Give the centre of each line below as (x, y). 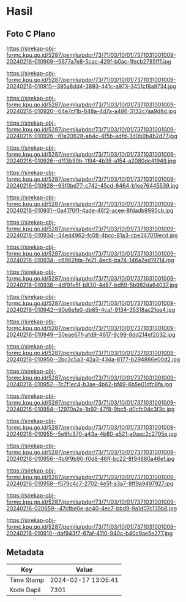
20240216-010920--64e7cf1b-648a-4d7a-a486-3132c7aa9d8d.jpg (91, 111)
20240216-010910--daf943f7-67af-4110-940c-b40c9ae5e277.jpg (90, 533)
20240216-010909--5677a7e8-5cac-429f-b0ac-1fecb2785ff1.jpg (89, 61)
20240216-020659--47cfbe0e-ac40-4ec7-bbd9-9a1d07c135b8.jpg (92, 508)
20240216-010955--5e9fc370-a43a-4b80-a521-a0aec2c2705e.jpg (92, 434)
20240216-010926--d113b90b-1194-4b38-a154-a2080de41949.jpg (91, 161)
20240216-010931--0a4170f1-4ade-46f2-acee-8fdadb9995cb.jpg (90, 210)
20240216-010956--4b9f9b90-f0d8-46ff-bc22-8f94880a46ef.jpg (91, 459)
